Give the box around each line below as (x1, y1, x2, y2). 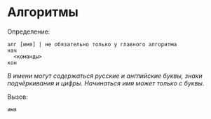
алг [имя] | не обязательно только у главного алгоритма (7, 41, 177, 48)
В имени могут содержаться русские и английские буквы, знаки (7, 71, 203, 80)
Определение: (7, 27, 50, 36)
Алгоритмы (7, 4, 79, 20)
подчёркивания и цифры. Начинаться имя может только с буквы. (7, 78, 205, 87)
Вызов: (7, 92, 28, 101)
